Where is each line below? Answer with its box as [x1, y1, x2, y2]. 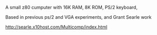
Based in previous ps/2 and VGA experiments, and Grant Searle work [5, 14, 152, 20]
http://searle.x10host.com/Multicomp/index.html [5, 24, 108, 30]
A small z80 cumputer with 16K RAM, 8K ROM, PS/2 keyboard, [5, 5, 138, 10]
